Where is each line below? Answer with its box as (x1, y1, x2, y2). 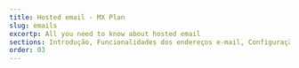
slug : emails (9, 21, 58, 30)
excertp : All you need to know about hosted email (9, 29, 201, 38)
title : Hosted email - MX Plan (9, 12, 125, 22)
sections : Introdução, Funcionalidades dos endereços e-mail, (9, 37, 245, 47)
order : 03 (9, 46, 46, 55)
